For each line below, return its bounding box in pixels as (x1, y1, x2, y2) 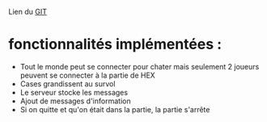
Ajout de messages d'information (19, 96, 131, 106)
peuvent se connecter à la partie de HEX (19, 70, 155, 80)
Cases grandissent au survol (19, 78, 116, 88)
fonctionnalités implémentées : (8, 36, 222, 53)
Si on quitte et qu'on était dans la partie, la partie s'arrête (19, 104, 210, 114)
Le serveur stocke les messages (19, 87, 128, 97)
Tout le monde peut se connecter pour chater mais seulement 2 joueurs (19, 61, 260, 71)
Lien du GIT (8, 7, 47, 16)
